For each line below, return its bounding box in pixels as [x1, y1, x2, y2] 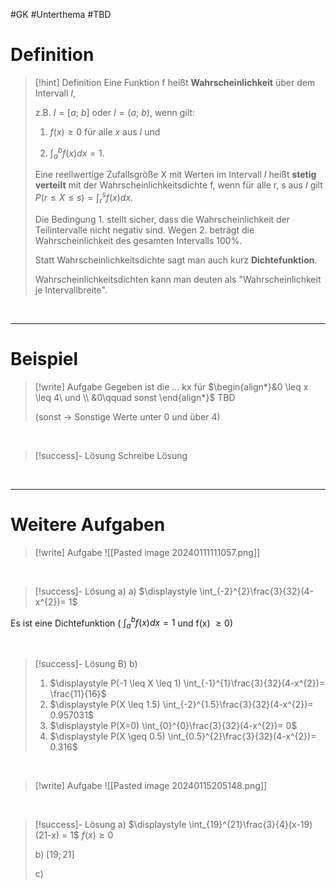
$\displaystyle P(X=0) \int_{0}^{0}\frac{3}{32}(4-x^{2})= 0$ [49, 720, 298, 732]
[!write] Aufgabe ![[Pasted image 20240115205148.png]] [34, 780, 268, 792]
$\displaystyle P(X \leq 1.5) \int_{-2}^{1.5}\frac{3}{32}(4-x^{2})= [49, 699, 314, 711]
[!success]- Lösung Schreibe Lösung [34, 449, 188, 461]
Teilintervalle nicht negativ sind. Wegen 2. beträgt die [34, 224, 255, 236]
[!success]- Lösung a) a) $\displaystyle [34, 585, 198, 597]
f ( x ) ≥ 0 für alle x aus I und [49, 125, 161, 138]
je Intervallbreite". [34, 284, 108, 296]
